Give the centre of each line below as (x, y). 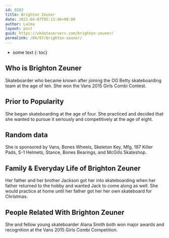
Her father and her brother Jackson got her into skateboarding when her (80, 181)
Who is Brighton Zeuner (43, 68)
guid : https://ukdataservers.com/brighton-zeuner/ (60, 33)
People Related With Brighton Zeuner (65, 212)
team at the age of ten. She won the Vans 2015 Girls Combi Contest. (76, 86)
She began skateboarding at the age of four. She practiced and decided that (84, 113)
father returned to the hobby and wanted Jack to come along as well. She (82, 186)
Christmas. (16, 197)
